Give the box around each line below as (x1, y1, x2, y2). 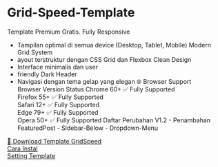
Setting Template (7, 151, 56, 159)
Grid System (17, 48, 53, 56)
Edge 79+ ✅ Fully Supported (17, 108, 99, 116)
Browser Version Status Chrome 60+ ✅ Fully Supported (17, 85, 175, 93)
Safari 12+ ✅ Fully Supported (17, 100, 100, 109)
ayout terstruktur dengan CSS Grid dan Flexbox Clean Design (17, 55, 192, 63)
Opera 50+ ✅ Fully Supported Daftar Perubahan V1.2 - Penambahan (17, 115, 211, 124)
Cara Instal (7, 144, 38, 153)
